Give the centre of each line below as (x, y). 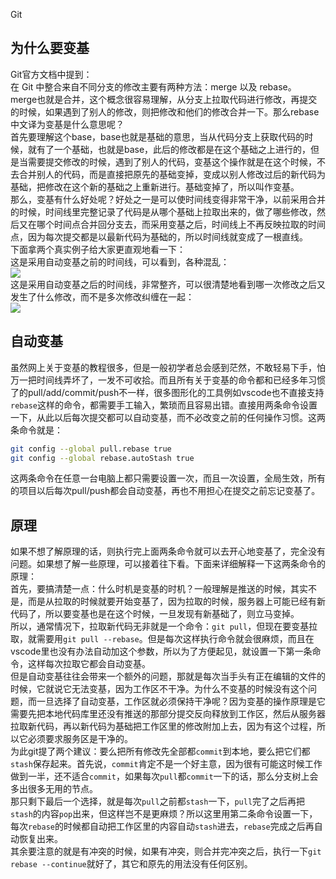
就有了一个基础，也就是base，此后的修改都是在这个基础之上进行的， (169, 149)
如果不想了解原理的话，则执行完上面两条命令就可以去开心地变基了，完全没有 (168, 551)
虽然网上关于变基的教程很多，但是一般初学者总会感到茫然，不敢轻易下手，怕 (168, 367)
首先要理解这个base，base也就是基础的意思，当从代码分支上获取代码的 (157, 136)
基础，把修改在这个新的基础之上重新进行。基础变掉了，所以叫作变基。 (155, 186)
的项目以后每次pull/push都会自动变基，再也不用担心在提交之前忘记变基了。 (165, 491)
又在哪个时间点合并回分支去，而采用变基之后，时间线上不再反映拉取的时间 (172, 224)
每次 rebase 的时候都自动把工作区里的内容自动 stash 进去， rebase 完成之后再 (162, 826)
